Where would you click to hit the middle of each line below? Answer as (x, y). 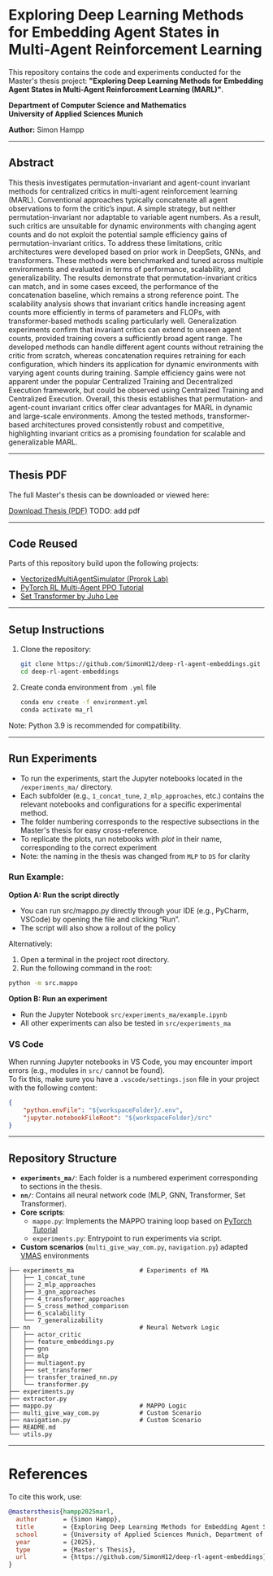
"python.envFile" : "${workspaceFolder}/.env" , (103, 1110)
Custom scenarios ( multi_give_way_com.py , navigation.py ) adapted (134, 1247)
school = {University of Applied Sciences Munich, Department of (140, 1534)
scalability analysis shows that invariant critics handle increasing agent (127, 304)
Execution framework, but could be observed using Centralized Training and (136, 390)
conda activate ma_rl (56, 710)
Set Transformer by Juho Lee (69, 597)
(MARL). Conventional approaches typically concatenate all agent (118, 199)
